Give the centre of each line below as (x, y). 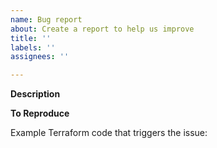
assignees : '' (40, 57)
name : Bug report (46, 19)
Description (35, 94)
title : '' (31, 38)
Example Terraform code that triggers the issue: (109, 133)
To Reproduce (40, 113)
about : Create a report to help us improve (102, 29)
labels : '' (33, 47)
